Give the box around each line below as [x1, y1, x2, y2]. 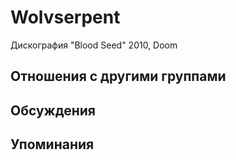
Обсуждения [10, 102, 96, 119]
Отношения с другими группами [10, 68, 227, 85]
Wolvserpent [10, 6, 121, 29]
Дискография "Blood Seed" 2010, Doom [10, 39, 178, 51]
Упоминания [10, 136, 95, 153]
